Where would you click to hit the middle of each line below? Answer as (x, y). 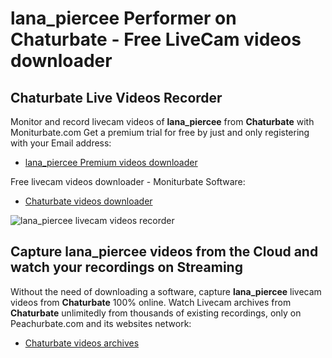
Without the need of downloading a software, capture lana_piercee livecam (166, 291)
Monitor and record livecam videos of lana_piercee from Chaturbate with (162, 121)
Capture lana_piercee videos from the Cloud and (164, 252)
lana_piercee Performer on (123, 18)
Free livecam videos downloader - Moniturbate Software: (128, 181)
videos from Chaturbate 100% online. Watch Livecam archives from (151, 302)
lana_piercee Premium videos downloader (111, 162)
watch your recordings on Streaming (126, 267)
